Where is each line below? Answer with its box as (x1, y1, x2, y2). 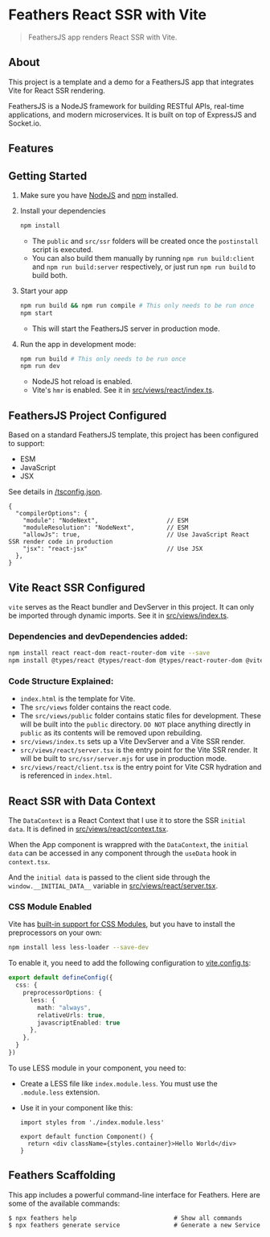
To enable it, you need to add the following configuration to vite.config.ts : (8, 958, 252, 968)
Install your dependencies (19, 205, 106, 215)
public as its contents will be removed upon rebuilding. (19, 728, 202, 738)
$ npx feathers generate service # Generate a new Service (8, 1221, 261, 1229)
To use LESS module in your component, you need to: (8, 1063, 186, 1073)
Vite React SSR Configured (8, 581, 145, 594)
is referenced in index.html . (19, 771, 112, 780)
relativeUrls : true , (37, 1011, 106, 1020)
